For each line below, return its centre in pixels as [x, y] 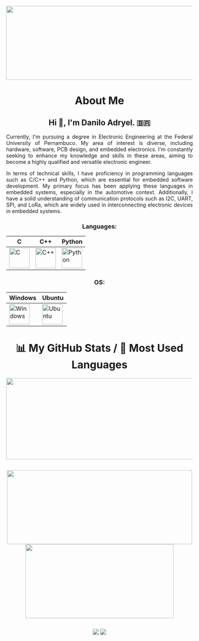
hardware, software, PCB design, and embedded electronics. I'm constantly [99, 149]
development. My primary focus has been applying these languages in [99, 186]
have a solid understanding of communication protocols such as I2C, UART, [99, 199]
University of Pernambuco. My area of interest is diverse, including [99, 143]
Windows [23, 298]
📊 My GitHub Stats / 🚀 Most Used [99, 348]
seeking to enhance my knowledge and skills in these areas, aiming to [99, 156]
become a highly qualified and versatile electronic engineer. [79, 162]
